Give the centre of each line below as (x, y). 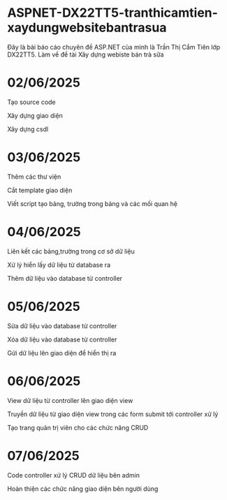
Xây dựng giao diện (35, 115)
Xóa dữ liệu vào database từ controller (62, 339)
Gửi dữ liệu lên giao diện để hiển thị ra (62, 353)
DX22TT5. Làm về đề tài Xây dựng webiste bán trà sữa (86, 54)
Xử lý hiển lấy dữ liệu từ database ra (59, 265)
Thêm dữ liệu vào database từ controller (65, 278)
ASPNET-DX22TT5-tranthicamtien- (113, 13)
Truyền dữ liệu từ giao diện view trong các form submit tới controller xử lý (113, 414)
